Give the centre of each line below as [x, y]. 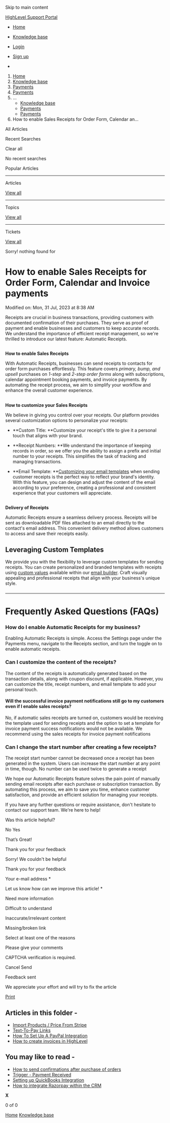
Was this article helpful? [30, 820]
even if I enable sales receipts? [38, 707]
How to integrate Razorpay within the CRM [57, 1085]
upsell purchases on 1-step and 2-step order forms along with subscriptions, [85, 374]
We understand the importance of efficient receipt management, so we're [82, 333]
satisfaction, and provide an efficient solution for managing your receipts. [82, 795]
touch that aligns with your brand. [48, 435]
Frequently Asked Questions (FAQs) [82, 611]
